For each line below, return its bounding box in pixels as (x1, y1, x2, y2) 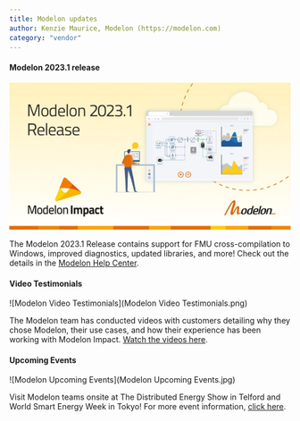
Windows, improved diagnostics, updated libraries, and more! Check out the (9, 248, 289, 258)
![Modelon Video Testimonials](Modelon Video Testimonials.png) (9, 298, 248, 308)
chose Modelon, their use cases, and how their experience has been (9, 324, 262, 335)
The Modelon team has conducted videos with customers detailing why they (9, 316, 291, 326)
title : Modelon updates (9, 14, 98, 23)
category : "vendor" (9, 33, 82, 42)
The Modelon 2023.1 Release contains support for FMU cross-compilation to (9, 238, 290, 249)
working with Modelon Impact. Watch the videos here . (9, 334, 208, 345)
